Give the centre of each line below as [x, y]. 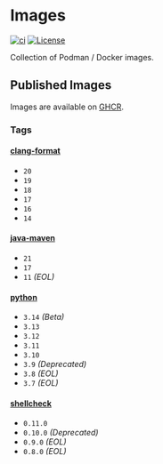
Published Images [61, 85]
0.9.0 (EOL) [45, 442]
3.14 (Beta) [44, 317]
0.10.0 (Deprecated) [61, 433]
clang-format [35, 151]
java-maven [33, 238]
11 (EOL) [39, 277]
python [24, 297]
